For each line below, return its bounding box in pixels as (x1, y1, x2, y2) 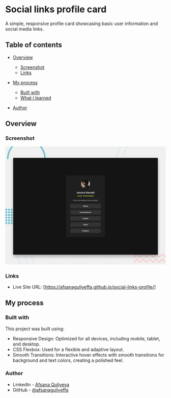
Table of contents (5, 41, 62, 49)
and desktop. (12, 341, 41, 347)
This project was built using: (5, 326, 65, 332)
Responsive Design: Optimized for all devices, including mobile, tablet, (12, 335, 160, 341)
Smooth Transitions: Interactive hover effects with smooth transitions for (12, 352, 164, 358)
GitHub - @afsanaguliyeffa (12, 387, 69, 393)
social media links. (5, 26, 44, 32)
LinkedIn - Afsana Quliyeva (12, 381, 70, 387)
